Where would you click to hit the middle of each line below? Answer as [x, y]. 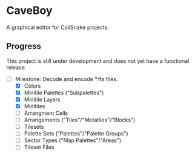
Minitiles [35, 106]
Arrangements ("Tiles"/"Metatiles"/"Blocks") [80, 120]
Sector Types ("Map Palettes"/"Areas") [73, 140]
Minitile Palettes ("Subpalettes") [64, 93]
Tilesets [34, 127]
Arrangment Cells [46, 113]
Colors [32, 86]
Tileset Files [39, 147]
